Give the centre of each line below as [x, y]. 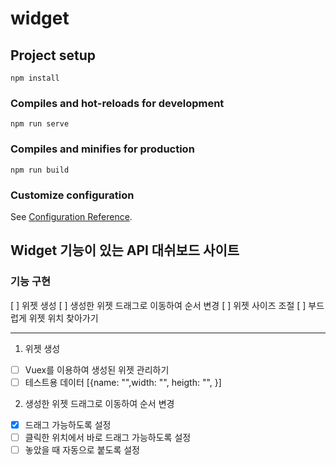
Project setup [53, 55]
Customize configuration [72, 195]
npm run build [40, 170]
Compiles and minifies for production [102, 149]
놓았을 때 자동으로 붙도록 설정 [82, 449]
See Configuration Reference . [71, 216]
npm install [35, 78]
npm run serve [40, 124]
